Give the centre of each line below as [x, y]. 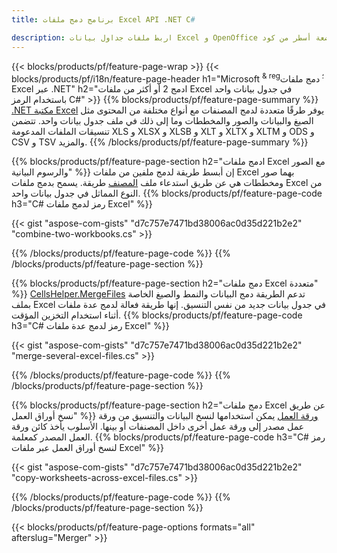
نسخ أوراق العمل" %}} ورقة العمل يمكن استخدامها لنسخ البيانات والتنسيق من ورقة [165, 416]
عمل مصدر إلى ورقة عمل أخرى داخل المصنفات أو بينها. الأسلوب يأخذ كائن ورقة [158, 427]
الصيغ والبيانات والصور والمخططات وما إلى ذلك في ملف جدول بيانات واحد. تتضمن [162, 121]
